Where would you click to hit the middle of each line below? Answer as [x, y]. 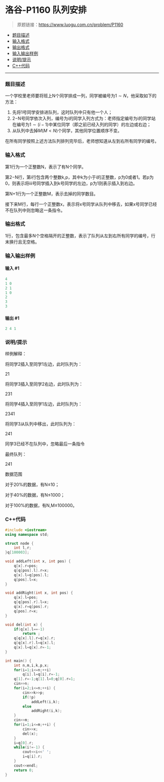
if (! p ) [29, 697]
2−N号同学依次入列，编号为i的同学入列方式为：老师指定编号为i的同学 [82, 119]
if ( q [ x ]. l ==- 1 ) [29, 629]
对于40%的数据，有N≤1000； [35, 495]
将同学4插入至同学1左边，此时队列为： [44, 404]
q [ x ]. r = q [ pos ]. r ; [31, 606]
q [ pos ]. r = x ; [26, 611]
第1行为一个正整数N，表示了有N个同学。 [46, 167]
